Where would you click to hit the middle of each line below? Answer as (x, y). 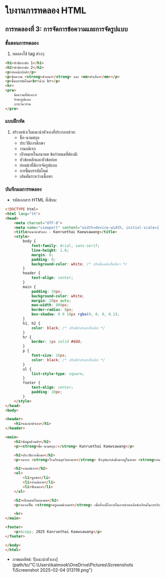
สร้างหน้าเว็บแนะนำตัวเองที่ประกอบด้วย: (44, 132)
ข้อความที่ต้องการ (26, 95)
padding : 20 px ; (47, 291)
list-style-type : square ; (58, 374)
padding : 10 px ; (47, 392)
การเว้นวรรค (22, 104)
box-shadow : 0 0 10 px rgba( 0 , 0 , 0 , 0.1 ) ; (75, 315)
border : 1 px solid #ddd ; (57, 342)
